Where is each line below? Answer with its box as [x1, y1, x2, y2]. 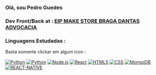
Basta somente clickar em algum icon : [5, 49, 86, 55]
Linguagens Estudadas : [5, 37, 66, 44]
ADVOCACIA [5, 24, 37, 31]
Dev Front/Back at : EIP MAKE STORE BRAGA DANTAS [5, 17, 140, 24]
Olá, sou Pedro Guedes [5, 4, 63, 11]
